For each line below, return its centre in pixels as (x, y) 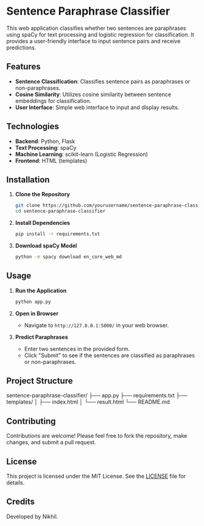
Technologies (33, 126)
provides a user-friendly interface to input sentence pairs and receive (93, 41)
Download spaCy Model (46, 246)
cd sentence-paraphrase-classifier (60, 211)
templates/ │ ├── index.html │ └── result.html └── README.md (88, 402)
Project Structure (40, 381)
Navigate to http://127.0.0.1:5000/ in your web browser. (97, 325)
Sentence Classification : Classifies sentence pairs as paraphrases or (103, 81)
